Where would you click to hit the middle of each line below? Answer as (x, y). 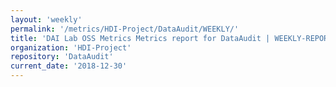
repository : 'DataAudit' (62, 57)
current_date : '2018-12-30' (69, 66)
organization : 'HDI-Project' (71, 47)
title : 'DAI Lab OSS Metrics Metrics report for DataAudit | (140, 38)
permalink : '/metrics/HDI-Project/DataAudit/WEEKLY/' (125, 29)
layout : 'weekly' (46, 19)
